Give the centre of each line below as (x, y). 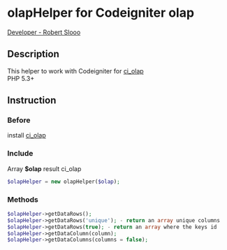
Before (19, 120)
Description (33, 54)
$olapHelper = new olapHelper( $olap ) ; (64, 182)
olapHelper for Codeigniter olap (101, 13)
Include (20, 154)
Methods (23, 199)
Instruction (32, 100)
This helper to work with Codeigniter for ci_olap (76, 71)
